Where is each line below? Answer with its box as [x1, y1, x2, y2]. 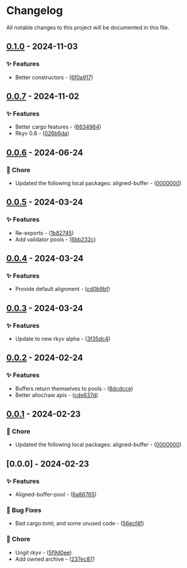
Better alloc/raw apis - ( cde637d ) [15, 391, 98, 399]
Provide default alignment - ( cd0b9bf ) [15, 286, 110, 293]
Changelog [6, 4, 63, 18]
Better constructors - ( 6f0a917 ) [15, 74, 93, 81]
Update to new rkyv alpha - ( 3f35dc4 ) [15, 335, 110, 343]
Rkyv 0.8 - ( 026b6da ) [15, 130, 70, 137]
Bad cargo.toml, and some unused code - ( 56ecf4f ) [15, 520, 144, 527]
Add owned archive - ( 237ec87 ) [15, 555, 95, 563]
